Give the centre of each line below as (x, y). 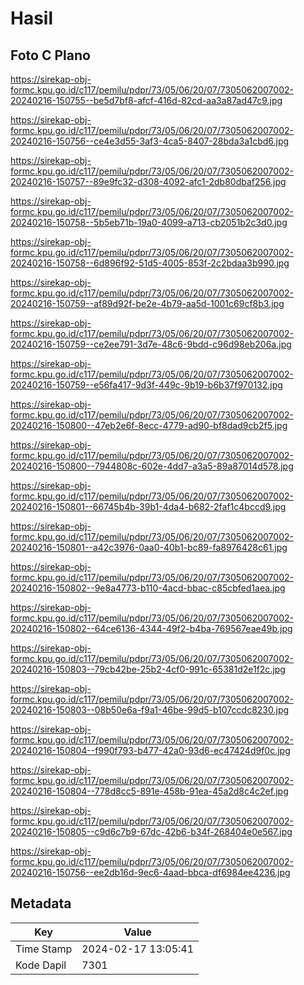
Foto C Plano (50, 55)
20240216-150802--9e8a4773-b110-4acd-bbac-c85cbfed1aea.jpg (148, 588)
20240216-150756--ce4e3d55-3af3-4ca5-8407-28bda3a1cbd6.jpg (150, 141)
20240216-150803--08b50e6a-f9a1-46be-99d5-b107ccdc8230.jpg (150, 710)
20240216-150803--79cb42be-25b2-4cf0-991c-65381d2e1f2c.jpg (148, 669)
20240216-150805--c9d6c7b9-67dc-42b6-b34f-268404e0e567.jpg (151, 831)
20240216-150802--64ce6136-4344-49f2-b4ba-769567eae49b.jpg (151, 628)
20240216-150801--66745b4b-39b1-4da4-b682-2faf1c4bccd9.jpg (148, 506)
